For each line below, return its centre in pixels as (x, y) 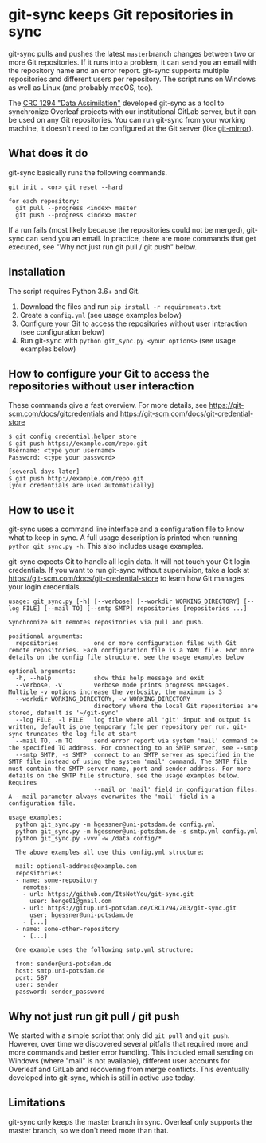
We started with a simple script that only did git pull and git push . (119, 1035)
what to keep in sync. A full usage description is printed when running (123, 538)
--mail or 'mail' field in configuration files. (176, 790)
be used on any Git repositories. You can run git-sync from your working (127, 119)
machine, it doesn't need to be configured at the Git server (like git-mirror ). (131, 128)
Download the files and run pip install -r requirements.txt (120, 306)
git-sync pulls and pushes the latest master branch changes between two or (132, 53)
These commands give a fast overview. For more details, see (108, 405)
